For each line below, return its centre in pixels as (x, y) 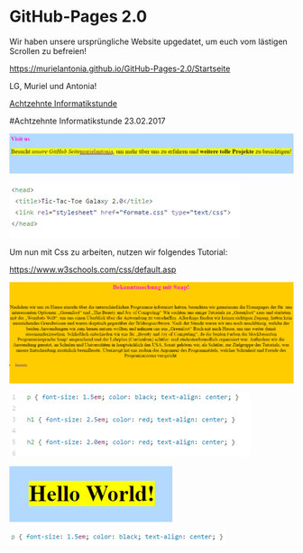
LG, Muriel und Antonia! (53, 86)
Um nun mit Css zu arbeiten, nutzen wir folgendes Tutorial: (119, 252)
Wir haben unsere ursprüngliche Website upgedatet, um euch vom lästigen (149, 41)
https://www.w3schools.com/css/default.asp (93, 269)
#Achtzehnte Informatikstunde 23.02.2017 (87, 121)
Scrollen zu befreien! (48, 50)
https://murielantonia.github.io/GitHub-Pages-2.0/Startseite (120, 68)
